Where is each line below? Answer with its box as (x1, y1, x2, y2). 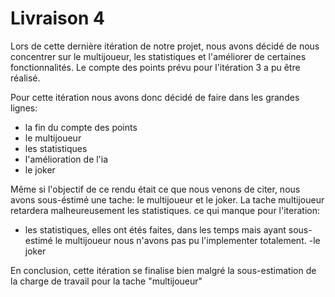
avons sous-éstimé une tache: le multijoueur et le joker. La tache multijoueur (10, 193, 325, 206)
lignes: (10, 102, 38, 114)
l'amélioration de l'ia (24, 153, 109, 165)
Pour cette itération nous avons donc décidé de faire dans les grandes (10, 91, 300, 103)
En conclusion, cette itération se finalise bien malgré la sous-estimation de (10, 264, 317, 276)
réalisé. (10, 72, 41, 84)
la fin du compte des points (24, 121, 138, 133)
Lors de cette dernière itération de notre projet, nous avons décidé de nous (10, 40, 320, 52)
